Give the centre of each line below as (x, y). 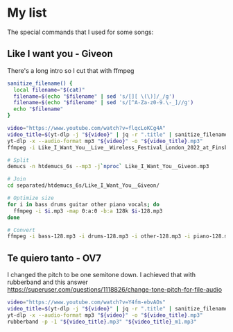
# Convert (21, 230)
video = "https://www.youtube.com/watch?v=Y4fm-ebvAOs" (87, 302)
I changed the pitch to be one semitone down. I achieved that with (102, 275)
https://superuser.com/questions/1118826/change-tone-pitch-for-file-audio (115, 290)
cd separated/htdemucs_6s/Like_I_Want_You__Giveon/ (83, 185)
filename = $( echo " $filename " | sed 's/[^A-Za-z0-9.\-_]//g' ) (104, 103)
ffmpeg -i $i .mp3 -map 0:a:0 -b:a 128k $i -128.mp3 (88, 211)
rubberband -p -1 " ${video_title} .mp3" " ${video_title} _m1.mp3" (102, 322)
